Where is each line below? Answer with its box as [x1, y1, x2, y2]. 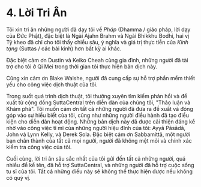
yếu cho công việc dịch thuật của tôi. [6, 81, 98, 88]
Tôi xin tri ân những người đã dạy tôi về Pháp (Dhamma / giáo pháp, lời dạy [6, 26, 191, 33]
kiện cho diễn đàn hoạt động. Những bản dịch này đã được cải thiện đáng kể [6, 117, 196, 125]
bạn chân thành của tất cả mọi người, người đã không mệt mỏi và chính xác [6, 137, 192, 144]
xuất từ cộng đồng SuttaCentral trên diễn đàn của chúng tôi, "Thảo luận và [6, 99, 191, 106]
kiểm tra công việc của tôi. [6, 143, 72, 150]
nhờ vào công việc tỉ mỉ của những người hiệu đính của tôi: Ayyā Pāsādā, [6, 124, 186, 131]
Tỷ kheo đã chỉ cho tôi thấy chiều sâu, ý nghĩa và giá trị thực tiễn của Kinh [6, 38, 189, 46]
